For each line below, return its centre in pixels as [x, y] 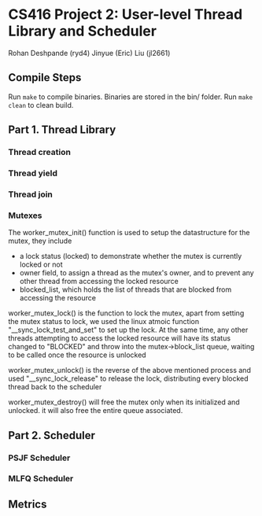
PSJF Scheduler [39, 458]
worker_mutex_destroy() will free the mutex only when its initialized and [124, 402]
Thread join [31, 194]
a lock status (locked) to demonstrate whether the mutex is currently [131, 256]
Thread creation [39, 153]
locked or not [41, 264]
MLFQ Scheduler [41, 479]
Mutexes [25, 216]
